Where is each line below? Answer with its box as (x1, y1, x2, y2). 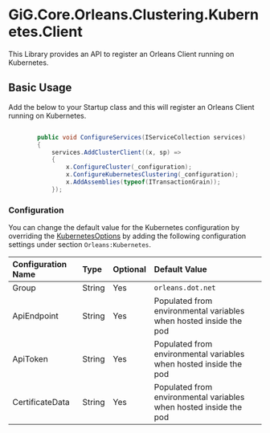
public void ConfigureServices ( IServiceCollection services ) (37, 133, 247, 141)
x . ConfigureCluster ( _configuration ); (65, 163, 193, 172)
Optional (112, 264, 147, 275)
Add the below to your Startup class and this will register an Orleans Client (8, 102, 255, 111)
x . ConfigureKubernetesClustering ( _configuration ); (65, 171, 239, 179)
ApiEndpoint (12, 310, 59, 322)
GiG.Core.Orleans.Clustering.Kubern (8, 6, 260, 24)
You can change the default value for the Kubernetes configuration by (8, 223, 239, 233)
